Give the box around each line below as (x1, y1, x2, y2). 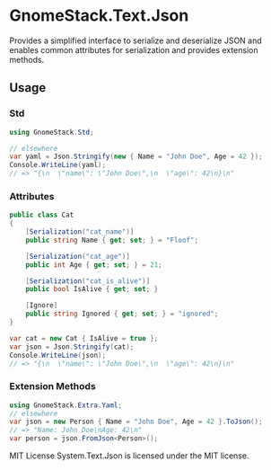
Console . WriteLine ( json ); (9, 350, 106, 359)
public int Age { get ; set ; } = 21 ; (25, 260, 163, 270)
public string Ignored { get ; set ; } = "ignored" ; (25, 309, 219, 319)
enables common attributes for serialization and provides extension (9, 44, 258, 55)
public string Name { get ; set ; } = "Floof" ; (25, 235, 199, 244)
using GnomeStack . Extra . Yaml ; (9, 401, 123, 410)
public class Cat (9, 210, 74, 220)
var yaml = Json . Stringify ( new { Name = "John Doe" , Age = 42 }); (9, 152, 263, 162)
